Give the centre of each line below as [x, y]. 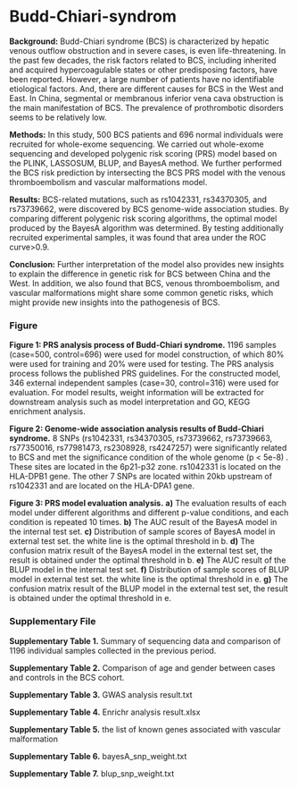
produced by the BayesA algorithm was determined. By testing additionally [146, 228]
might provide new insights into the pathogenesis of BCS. [115, 302]
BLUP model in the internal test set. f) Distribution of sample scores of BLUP [149, 570]
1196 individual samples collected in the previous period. [113, 650]
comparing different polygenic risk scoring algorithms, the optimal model [143, 218]
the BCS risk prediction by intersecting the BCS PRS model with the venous [147, 173]
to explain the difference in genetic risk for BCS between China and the [140, 274]
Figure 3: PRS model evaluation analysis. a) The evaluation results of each [148, 504]
